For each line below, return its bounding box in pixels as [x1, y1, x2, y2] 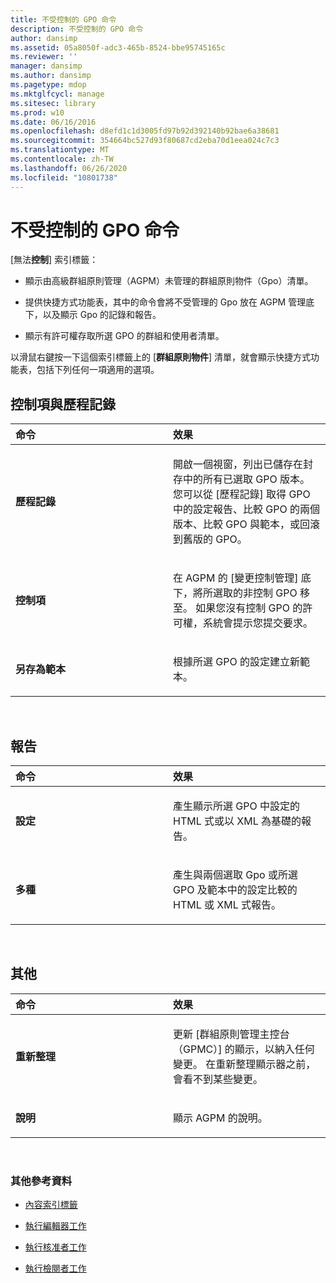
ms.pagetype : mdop [10, 80, 87, 90]
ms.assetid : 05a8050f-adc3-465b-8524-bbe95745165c [10, 42, 226, 53]
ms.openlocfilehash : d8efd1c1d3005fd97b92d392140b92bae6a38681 [10, 126, 280, 136]
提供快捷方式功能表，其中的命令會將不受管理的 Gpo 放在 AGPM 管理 [24, 296, 307, 308]
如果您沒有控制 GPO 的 [195, 601, 303, 615]
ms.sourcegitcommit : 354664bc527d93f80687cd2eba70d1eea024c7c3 [10, 136, 280, 146]
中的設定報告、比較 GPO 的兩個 [173, 502, 320, 516]
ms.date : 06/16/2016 [10, 117, 97, 127]
